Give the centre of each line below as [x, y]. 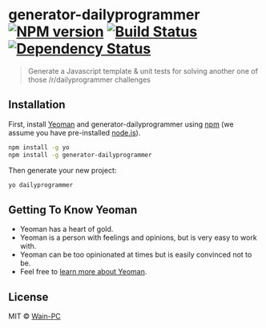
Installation [37, 105]
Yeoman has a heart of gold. [66, 229]
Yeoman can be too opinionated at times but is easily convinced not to [136, 255]
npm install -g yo [39, 147]
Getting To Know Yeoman [73, 210]
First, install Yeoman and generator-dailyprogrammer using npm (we [121, 124]
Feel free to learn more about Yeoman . [83, 272]
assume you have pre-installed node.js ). [75, 132]
